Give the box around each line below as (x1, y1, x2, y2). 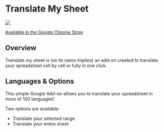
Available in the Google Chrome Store (5, 29, 83, 35)
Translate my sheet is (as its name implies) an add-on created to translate (5, 57, 158, 63)
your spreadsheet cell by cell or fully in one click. (5, 62, 107, 69)
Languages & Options (5, 77, 74, 86)
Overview (5, 44, 37, 52)
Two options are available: (5, 105, 60, 111)
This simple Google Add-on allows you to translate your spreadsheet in (5, 90, 153, 96)
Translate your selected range (12, 115, 75, 121)
